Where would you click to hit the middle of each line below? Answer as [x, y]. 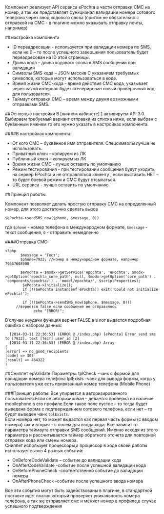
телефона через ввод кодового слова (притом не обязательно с [72, 17]
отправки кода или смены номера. [41, 440]
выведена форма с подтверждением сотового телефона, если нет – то [79, 409]
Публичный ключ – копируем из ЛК [49, 159]
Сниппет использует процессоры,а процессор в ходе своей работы [76, 445]
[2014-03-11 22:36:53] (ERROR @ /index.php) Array [62, 343]
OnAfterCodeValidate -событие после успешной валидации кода [79, 465]
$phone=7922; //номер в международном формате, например [79, 259]
